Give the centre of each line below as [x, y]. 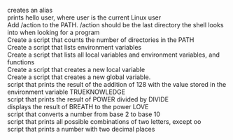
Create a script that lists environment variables [75, 47]
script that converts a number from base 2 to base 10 [84, 114]
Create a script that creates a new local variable [76, 70]
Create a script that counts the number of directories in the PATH [101, 40]
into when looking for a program [54, 32]
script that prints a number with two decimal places [81, 129]
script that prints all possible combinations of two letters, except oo [104, 121]
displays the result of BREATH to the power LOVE [78, 107]
